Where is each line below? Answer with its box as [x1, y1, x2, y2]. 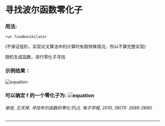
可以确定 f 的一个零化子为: [5, 92, 67, 99]
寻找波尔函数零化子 [5, 4, 83, 16]
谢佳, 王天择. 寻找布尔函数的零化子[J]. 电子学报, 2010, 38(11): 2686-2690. [5, 105, 153, 111]
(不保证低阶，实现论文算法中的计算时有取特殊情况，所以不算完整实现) [5, 43, 146, 49]
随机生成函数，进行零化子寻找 [5, 54, 65, 60]
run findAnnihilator [5, 35, 48, 40]
